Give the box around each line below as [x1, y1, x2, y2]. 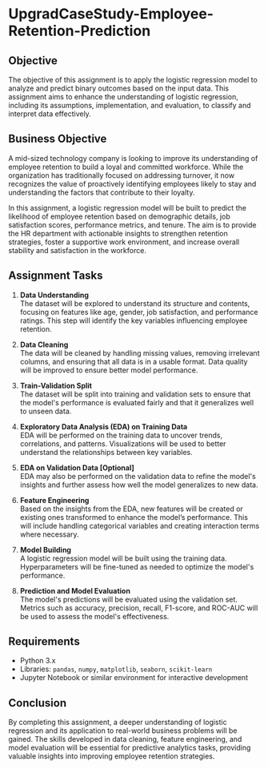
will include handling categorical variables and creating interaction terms [19, 521, 260, 530]
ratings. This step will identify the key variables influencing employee [19, 316, 248, 325]
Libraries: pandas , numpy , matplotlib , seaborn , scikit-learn [19, 664, 213, 674]
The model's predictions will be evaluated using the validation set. [19, 594, 238, 604]
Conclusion [8, 696, 67, 710]
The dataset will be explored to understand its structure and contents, [19, 298, 250, 308]
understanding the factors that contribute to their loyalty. [8, 187, 195, 197]
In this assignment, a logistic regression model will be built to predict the [8, 203, 246, 212]
